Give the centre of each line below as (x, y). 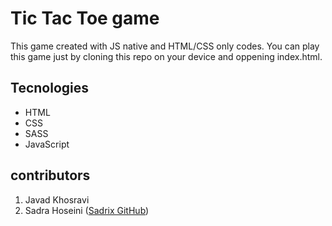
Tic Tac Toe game (85, 18)
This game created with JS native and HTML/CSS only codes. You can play (165, 46)
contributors (50, 175)
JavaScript (47, 144)
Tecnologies (49, 88)
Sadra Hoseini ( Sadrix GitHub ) (87, 210)
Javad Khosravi (57, 199)
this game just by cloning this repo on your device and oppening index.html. (166, 56)
